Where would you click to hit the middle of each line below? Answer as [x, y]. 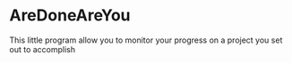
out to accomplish [43, 49]
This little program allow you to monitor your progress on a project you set [146, 40]
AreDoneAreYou [70, 16]
